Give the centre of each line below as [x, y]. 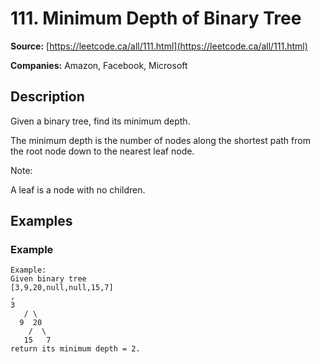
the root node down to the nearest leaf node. [102, 151]
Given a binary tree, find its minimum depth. [100, 121]
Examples [41, 221]
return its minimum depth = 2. [75, 349]
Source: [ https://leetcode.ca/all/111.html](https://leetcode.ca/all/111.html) [159, 46]
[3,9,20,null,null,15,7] [62, 288]
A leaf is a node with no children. [78, 189]
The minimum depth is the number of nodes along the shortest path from [160, 140]
